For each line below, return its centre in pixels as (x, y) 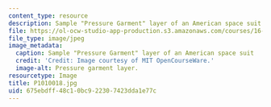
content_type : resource (48, 16)
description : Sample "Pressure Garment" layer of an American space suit (135, 23)
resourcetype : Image (43, 76)
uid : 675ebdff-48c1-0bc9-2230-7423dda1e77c (83, 91)
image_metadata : (35, 46)
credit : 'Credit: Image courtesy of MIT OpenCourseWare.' (115, 61)
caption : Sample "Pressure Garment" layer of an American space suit (135, 53)
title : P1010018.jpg (43, 83)
